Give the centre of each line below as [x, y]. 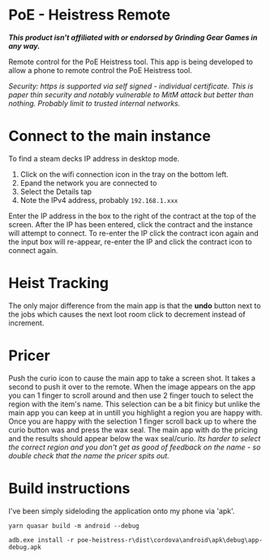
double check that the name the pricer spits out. [89, 455]
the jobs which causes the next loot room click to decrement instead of [127, 314]
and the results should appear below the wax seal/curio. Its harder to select [135, 438]
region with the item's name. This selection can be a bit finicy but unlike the [135, 404]
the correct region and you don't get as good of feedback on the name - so [135, 447]
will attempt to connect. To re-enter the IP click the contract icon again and [134, 233]
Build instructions [69, 488]
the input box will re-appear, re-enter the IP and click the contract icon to [131, 242]
